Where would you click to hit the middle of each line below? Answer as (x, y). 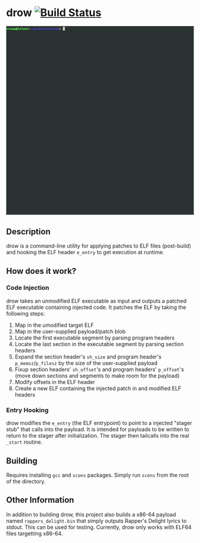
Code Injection (28, 288)
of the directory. (26, 481)
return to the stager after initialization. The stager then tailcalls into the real (98, 436)
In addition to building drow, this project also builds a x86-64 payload (91, 514)
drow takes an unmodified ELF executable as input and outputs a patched (96, 301)
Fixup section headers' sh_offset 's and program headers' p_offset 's (99, 369)
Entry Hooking (27, 410)
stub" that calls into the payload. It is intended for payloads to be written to (98, 429)
